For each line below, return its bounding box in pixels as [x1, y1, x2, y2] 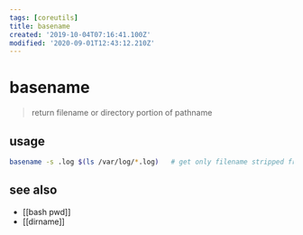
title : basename [9, 22, 70, 31]
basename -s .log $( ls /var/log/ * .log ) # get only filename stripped [9, 157, 284, 166]
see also [9, 183, 58, 198]
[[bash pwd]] [22, 206, 71, 217]
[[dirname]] [22, 216, 65, 227]
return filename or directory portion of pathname [31, 108, 213, 118]
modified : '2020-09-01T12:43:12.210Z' [9, 38, 155, 48]
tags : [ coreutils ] [9, 13, 78, 23]
